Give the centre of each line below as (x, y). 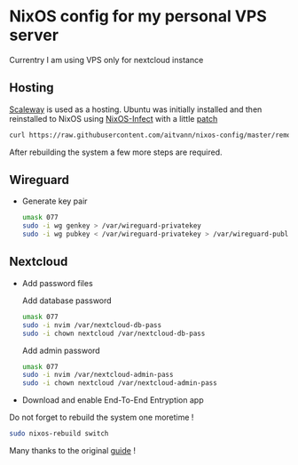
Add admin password (61, 350)
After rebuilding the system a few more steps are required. (116, 152)
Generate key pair (55, 201)
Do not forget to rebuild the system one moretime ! (102, 417)
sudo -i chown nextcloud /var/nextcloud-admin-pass (119, 383)
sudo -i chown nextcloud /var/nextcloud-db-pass (114, 333)
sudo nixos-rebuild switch (59, 434)
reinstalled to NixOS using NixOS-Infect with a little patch (114, 118)
